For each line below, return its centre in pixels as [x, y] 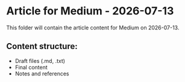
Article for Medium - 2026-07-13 [90, 11]
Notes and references [42, 74]
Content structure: [42, 46]
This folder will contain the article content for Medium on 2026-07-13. [93, 28]
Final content [31, 67]
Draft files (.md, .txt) [40, 60]
